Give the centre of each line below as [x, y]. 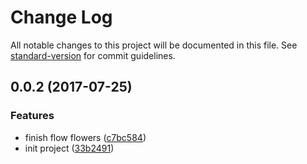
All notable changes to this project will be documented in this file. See [154, 45]
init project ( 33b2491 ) [69, 148]
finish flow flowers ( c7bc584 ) [85, 137]
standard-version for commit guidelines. [93, 55]
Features [32, 116]
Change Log [61, 17]
